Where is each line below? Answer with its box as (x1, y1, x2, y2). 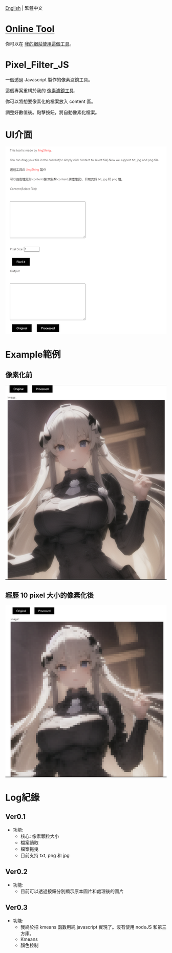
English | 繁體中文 (5, 5, 43, 11)
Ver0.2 (5, 868, 28, 876)
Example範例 (5, 349, 61, 360)
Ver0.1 (5, 812, 26, 821)
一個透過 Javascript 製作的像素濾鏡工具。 (5, 76, 93, 82)
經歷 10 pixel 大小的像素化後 (5, 591, 94, 600)
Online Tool (5, 23, 55, 35)
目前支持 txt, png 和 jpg (20, 852, 70, 858)
